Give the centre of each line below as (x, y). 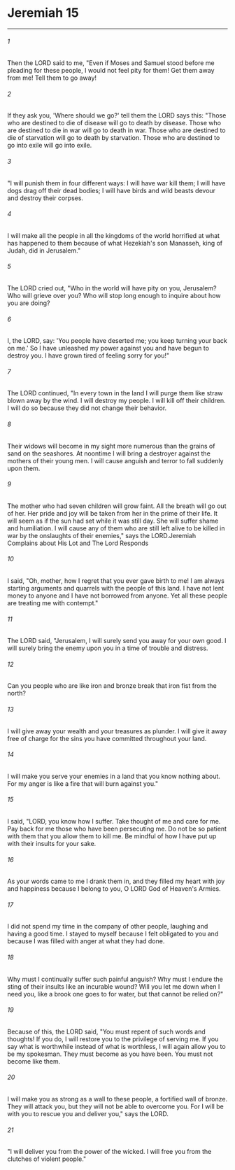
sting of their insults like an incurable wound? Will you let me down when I (114, 986)
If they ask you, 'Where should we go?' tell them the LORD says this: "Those (117, 115)
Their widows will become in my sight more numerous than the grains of (111, 446)
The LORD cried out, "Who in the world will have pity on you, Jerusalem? (112, 288)
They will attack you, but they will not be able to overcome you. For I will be (115, 1106)
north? (17, 693)
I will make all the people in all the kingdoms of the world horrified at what (114, 235)
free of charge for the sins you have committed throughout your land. (107, 738)
